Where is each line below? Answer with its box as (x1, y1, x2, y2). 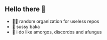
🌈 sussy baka (12, 23, 40, 29)
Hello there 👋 (5, 5, 46, 13)
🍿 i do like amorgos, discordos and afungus (12, 28, 102, 35)
